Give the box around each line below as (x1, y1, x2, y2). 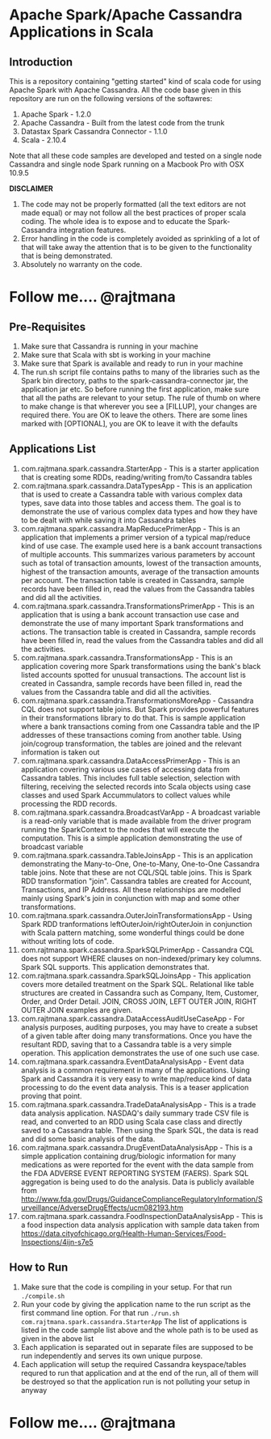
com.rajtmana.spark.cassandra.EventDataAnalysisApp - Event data (20, 1056, 244, 1066)
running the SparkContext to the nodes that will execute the (20, 824, 219, 834)
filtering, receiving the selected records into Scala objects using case (20, 781, 252, 791)
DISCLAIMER (9, 184, 53, 193)
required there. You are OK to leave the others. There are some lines (20, 410, 248, 420)
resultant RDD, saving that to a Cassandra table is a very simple (20, 1039, 232, 1049)
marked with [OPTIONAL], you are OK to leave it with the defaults (20, 419, 239, 428)
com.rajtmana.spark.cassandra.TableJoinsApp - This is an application (20, 850, 253, 860)
